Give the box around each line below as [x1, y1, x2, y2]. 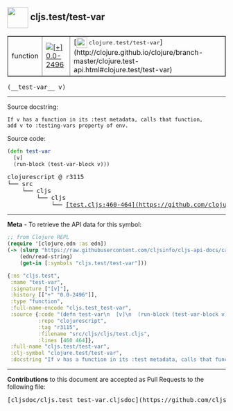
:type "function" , [10, 298, 64, 305]
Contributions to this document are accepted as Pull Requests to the [7, 376, 205, 384]
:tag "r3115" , [37, 324, 79, 330]
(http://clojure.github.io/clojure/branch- [74, 47, 203, 57]
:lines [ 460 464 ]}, [37, 337, 95, 344]
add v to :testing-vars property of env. [7, 122, 129, 129]
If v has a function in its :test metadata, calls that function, [7, 116, 203, 123]
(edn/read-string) [19, 253, 73, 260]
